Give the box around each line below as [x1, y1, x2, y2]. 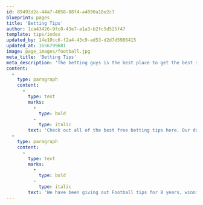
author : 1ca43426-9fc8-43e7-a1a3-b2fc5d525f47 [6, 25, 126, 32]
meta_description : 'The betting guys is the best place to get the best [6, 59, 193, 66]
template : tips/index [6, 32, 61, 38]
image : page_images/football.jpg [6, 49, 91, 55]
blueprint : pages [6, 15, 50, 21]
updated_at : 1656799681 [6, 43, 66, 49]
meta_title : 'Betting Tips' [6, 54, 77, 60]
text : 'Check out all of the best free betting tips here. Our [28, 127, 190, 133]
